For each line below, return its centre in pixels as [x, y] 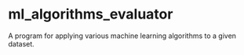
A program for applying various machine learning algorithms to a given [122, 36]
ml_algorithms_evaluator [91, 14]
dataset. [22, 43]
